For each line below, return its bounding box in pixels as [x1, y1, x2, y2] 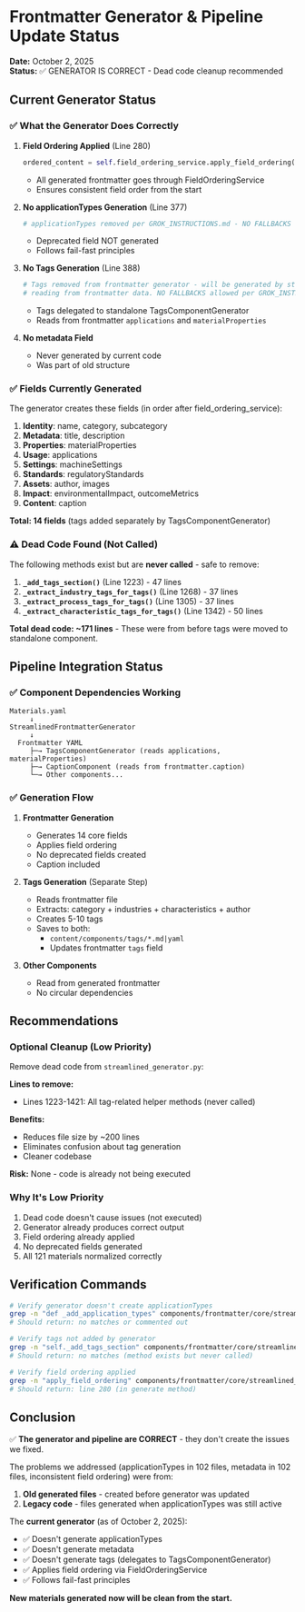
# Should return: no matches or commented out [9, 1318, 189, 1328]
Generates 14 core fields [35, 830, 128, 841]
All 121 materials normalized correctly [22, 1250, 162, 1261]
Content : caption [22, 498, 87, 509]
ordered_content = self [22, 157, 113, 167]
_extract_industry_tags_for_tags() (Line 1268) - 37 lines [22, 586, 239, 597]
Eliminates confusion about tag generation [22, 1141, 182, 1152]
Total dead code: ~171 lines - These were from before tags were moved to [9, 622, 289, 633]
